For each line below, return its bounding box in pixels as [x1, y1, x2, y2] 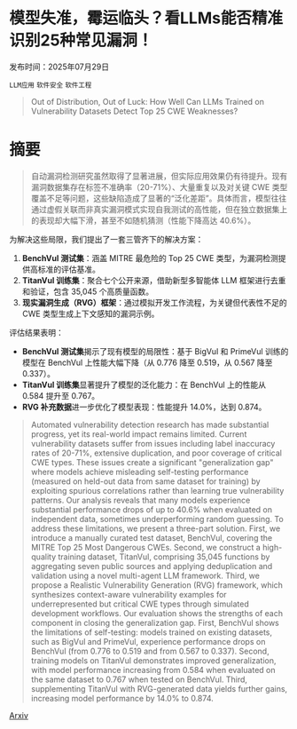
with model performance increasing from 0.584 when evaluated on [30, 664, 277, 675]
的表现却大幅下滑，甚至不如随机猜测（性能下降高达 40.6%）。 [30, 215, 256, 226]
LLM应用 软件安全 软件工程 [9, 81, 92, 90]
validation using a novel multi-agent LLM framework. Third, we [30, 570, 260, 581]
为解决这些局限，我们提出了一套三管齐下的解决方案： [9, 234, 204, 244]
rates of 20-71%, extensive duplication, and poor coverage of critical [30, 448, 282, 458]
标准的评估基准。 [37, 264, 100, 274]
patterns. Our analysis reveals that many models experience [30, 495, 251, 505]
